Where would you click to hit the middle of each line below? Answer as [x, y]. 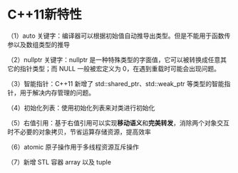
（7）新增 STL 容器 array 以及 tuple [59, 162]
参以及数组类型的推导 [38, 44]
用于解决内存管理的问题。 [57, 93]
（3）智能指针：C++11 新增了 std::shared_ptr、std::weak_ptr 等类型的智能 [116, 83]
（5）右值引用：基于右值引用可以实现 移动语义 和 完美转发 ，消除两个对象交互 [119, 122]
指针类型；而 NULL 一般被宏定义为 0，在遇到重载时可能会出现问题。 [120, 68]
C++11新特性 [45, 15]
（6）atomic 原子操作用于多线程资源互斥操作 [73, 147]
